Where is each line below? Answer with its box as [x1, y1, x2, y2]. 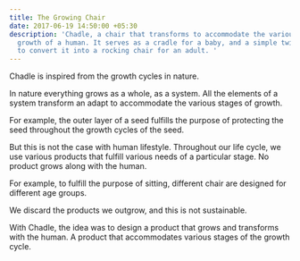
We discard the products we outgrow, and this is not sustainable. [9, 205, 247, 215]
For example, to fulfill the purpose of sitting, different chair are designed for [9, 178, 287, 189]
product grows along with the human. [9, 161, 147, 172]
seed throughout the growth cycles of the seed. [9, 124, 185, 135]
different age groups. [9, 188, 87, 198]
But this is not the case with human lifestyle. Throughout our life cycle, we [9, 142, 281, 153]
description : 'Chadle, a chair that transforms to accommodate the [9, 29, 266, 38]
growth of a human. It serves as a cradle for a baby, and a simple [17, 38, 278, 47]
